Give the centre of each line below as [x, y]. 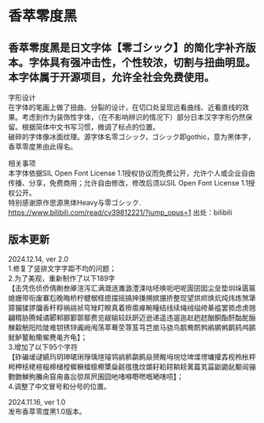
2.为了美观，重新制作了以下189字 [62, 278]
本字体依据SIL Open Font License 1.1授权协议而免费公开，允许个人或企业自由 [132, 173]
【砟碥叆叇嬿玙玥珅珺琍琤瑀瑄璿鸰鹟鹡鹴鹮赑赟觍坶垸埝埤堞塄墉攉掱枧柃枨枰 [132, 357]
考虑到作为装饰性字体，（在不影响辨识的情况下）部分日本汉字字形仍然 [134, 117]
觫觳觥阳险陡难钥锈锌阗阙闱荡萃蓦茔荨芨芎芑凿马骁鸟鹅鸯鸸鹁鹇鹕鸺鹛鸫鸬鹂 [132, 327]
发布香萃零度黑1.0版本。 [47, 411]
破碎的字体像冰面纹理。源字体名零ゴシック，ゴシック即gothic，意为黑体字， [132, 137]
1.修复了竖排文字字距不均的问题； [62, 268]
